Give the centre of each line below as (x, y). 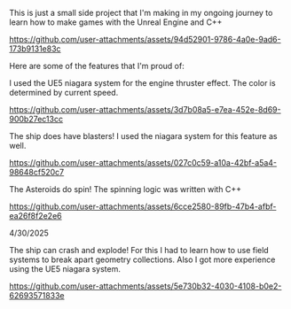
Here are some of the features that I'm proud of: (97, 66)
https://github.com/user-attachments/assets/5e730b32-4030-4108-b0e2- (145, 286)
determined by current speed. (64, 93)
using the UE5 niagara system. (65, 269)
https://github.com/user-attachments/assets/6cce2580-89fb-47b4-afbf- (143, 206)
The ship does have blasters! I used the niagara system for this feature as (143, 136)
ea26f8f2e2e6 (35, 216)
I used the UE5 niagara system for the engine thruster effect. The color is (143, 83)
